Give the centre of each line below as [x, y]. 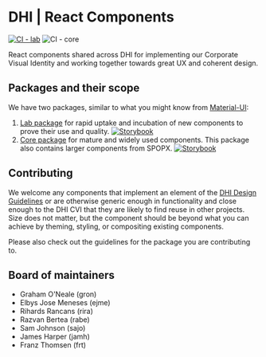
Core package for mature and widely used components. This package [134, 139]
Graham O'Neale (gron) [58, 294]
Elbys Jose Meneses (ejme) [65, 303]
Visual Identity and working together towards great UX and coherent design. [133, 63]
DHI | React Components [91, 17]
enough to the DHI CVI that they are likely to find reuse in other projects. [127, 209]
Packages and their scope [74, 88]
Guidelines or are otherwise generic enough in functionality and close [123, 201]
